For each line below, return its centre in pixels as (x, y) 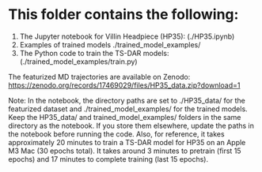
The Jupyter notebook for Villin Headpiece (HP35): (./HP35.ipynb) (127, 36)
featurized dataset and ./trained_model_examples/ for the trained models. (128, 109)
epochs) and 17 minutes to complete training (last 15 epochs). (108, 159)
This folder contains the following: (123, 15)
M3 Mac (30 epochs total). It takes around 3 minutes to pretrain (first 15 (125, 151)
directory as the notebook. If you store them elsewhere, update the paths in (131, 125)
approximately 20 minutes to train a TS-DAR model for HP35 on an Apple (127, 142)
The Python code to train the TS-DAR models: (94, 53)
